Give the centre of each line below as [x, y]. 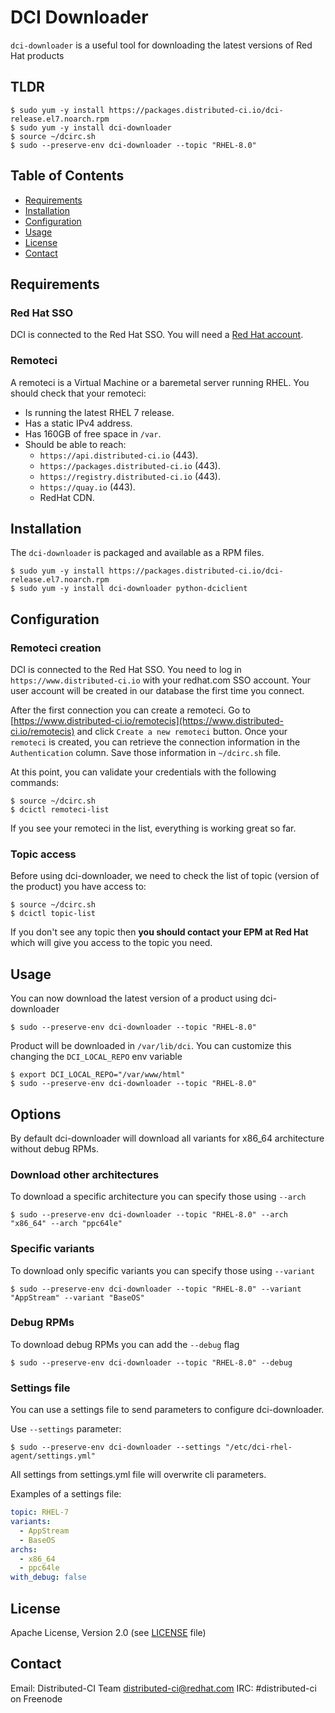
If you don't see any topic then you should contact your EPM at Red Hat [159, 932]
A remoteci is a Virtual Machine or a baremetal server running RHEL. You [160, 382]
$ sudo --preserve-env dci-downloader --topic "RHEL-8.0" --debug [151, 1362]
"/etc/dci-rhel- [258, 1447]
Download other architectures [85, 1174]
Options [36, 1114]
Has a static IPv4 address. [78, 423]
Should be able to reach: [75, 444]
